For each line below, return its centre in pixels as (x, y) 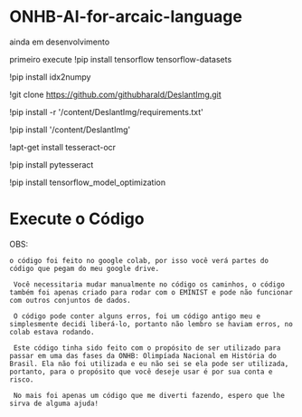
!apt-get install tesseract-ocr (62, 147)
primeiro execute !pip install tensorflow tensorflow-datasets (121, 59)
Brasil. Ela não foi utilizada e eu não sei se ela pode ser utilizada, (149, 364)
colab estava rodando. (52, 332)
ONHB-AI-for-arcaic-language (126, 17)
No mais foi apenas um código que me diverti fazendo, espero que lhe (149, 395)
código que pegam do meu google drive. (85, 268)
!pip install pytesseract (52, 164)
